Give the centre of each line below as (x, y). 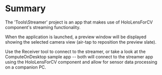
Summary (25, 9)
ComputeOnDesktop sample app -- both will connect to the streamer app (79, 56)
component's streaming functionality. (43, 27)
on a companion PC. (26, 67)
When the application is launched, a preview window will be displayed (76, 37)
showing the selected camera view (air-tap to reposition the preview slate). (81, 42)
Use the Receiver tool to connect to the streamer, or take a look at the (75, 51)
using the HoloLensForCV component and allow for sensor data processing (81, 62)
